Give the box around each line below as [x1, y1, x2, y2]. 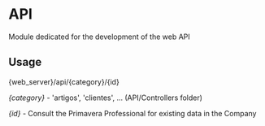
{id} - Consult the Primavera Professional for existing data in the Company [8, 108, 257, 118]
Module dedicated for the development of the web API [8, 32, 191, 41]
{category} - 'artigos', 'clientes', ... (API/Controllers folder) [8, 93, 203, 102]
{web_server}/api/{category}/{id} [8, 76, 119, 86]
